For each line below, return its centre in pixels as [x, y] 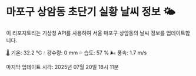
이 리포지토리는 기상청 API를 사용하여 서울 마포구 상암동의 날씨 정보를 [86, 33]
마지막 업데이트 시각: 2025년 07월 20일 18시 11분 [62, 67]
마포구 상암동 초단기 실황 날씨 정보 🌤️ [91, 12]
